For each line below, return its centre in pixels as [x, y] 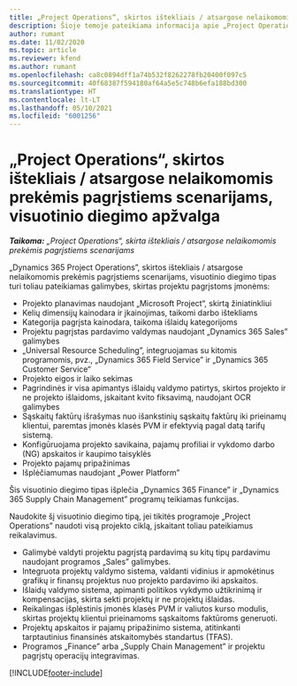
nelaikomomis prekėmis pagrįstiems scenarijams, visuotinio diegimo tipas [143, 277]
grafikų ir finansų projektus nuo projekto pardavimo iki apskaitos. [140, 581]
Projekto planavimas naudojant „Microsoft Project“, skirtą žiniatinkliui [147, 304]
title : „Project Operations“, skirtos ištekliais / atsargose [126, 17]
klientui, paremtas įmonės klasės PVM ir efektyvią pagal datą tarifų [143, 426]
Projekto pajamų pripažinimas [76, 463]
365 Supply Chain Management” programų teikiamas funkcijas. [124, 499]
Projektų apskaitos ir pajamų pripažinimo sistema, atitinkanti [131, 628]
